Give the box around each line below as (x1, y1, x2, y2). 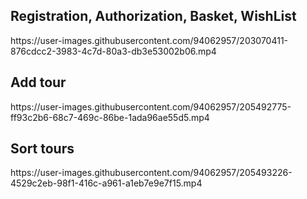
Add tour (10, 74, 67, 91)
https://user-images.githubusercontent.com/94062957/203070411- (10, 34, 289, 46)
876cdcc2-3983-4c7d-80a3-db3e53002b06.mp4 (10, 45, 217, 57)
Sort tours (10, 140, 75, 158)
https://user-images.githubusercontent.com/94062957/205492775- (10, 100, 292, 113)
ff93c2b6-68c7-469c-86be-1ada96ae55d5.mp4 (10, 111, 210, 123)
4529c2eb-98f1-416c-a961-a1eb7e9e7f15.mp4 (10, 177, 203, 189)
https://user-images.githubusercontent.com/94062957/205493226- (10, 167, 293, 179)
